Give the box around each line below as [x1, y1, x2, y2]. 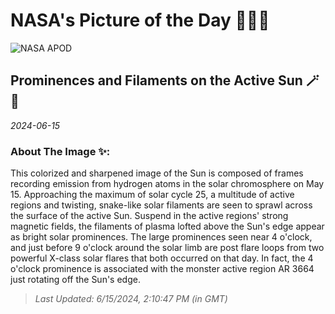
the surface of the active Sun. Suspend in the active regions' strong [10, 210, 289, 222]
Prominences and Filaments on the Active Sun [10, 72, 303, 89]
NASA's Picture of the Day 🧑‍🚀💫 [10, 9, 270, 32]
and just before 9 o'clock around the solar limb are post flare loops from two [10, 242, 325, 254]
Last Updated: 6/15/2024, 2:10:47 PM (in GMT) [34, 293, 228, 305]
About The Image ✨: [10, 144, 111, 158]
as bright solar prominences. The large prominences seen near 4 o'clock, [10, 231, 313, 243]
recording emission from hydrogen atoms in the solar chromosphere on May [10, 178, 325, 190]
